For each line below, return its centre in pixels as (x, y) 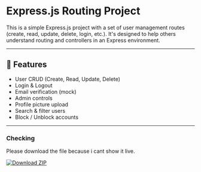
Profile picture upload (42, 104)
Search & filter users (40, 110)
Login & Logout (33, 85)
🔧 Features (27, 65)
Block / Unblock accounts (47, 117)
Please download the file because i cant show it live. (71, 151)
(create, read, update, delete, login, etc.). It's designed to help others (91, 33)
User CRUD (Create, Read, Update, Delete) (68, 79)
